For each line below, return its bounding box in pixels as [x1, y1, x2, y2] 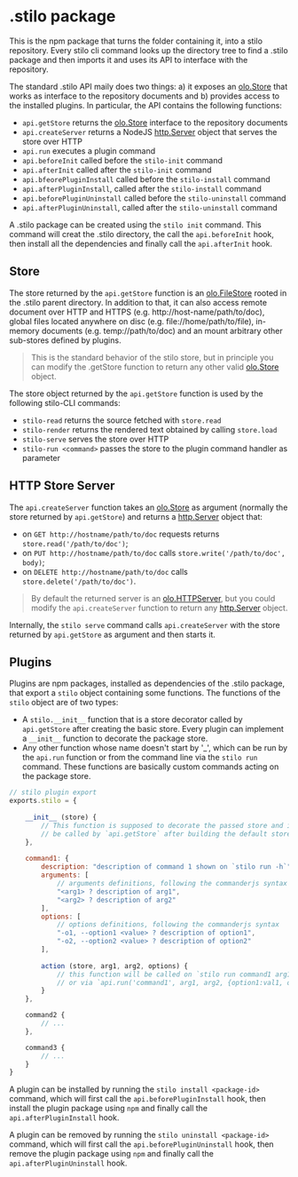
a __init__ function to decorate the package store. [21, 733, 208, 744]
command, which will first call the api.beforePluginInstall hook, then [9, 1093, 266, 1104]
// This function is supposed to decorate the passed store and [41, 821, 284, 830]
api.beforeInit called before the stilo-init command [21, 155, 223, 165]
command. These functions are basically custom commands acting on [21, 761, 279, 772]
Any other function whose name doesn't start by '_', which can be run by [21, 743, 288, 753]
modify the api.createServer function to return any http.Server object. [30, 602, 288, 613]
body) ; [21, 557, 45, 568]
